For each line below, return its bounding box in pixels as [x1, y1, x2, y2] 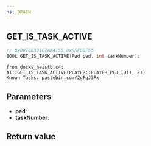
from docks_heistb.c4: [6, 64, 64, 71]
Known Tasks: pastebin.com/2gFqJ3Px [6, 75, 99, 81]
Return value [6, 131, 56, 142]
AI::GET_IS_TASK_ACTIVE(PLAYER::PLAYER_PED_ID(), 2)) [6, 69, 146, 76]
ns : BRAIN [6, 9, 32, 15]
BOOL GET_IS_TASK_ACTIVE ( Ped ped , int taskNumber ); [6, 53, 140, 60]
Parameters [6, 91, 52, 102]
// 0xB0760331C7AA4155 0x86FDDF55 [6, 47, 94, 54]
